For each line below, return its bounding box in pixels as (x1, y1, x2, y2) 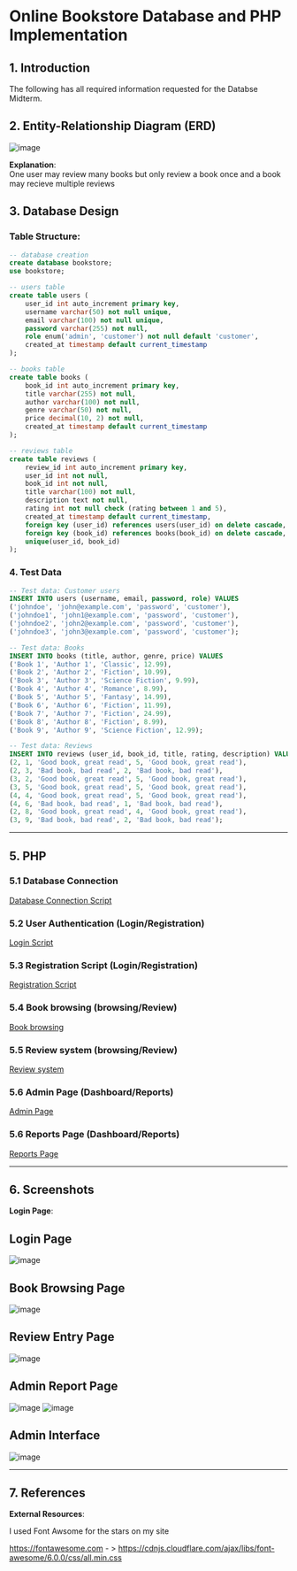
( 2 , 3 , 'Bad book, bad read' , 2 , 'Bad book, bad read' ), (9, 766, 224, 775)
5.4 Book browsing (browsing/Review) (9, 1002, 178, 1014)
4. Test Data (9, 566, 62, 579)
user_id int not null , (25, 471, 109, 480)
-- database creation (9, 250, 89, 259)
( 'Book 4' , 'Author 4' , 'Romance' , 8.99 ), (9, 684, 168, 694)
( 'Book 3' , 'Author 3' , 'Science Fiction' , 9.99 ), (9, 676, 200, 685)
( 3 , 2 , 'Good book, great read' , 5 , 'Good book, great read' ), (9, 774, 247, 783)
